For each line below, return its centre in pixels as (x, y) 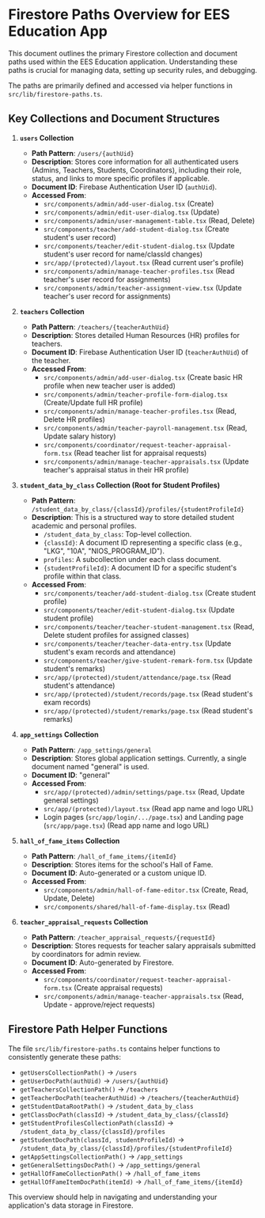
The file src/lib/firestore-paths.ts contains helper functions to (114, 1048)
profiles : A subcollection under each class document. (132, 559)
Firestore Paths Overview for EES (119, 15)
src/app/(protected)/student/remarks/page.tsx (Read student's (148, 711)
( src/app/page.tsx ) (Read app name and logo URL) (126, 825)
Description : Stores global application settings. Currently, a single (139, 758)
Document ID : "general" (71, 775)
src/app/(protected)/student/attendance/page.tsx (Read (137, 677)
